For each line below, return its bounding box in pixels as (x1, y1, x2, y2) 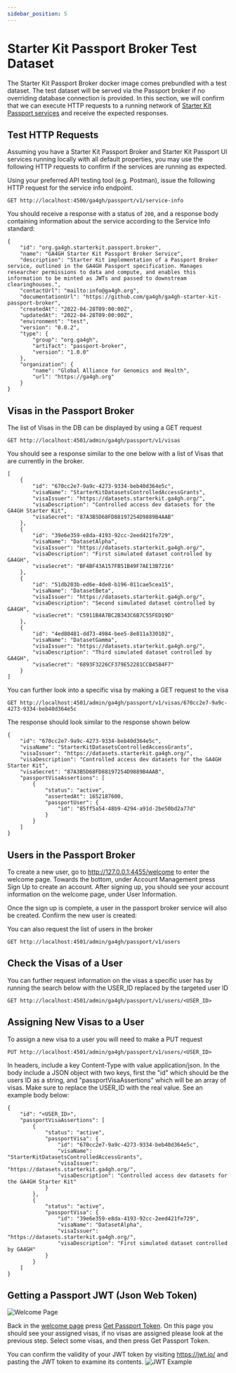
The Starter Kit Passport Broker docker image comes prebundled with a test (7, 79, 227, 87)
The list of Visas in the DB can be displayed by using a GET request (7, 423, 202, 432)
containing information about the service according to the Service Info (7, 217, 211, 226)
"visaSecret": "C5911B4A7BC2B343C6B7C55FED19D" (32, 612, 174, 619)
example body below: (7, 1090, 70, 1099)
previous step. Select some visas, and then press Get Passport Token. (7, 1336, 210, 1345)
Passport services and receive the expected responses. (7, 108, 169, 117)
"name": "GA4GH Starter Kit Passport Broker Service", (20, 250, 184, 257)
